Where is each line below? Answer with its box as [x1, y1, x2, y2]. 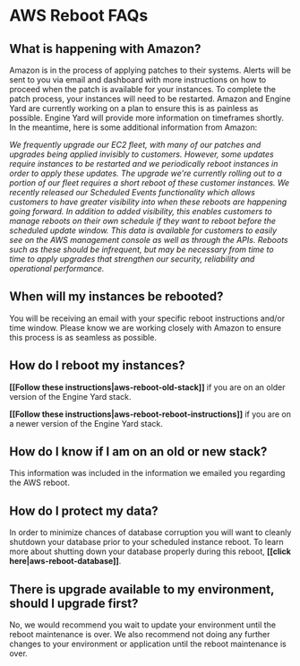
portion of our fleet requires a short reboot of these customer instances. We [9, 177, 290, 188]
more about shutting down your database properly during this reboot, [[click [9, 546, 291, 557]
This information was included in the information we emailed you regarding [9, 468, 286, 479]
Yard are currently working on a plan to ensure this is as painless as [9, 103, 259, 113]
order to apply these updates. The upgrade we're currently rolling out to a [9, 168, 282, 178]
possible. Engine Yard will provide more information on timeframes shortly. [9, 113, 285, 123]
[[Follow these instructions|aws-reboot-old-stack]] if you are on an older [9, 382, 286, 393]
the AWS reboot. [9, 477, 70, 489]
